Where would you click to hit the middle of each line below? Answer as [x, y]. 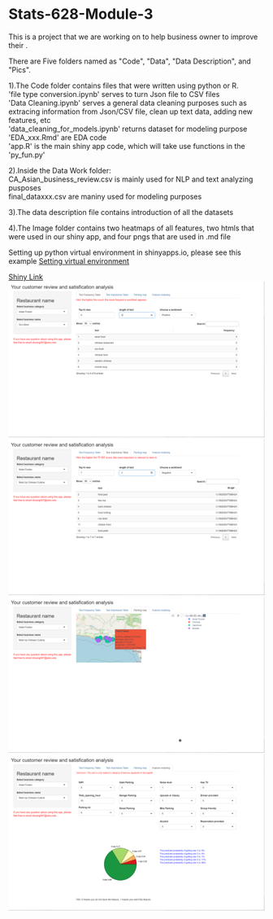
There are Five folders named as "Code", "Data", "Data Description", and [130, 61]
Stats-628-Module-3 [81, 14]
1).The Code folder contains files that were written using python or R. [123, 85]
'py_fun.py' [27, 155]
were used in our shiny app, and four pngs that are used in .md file [120, 236]
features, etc [30, 120]
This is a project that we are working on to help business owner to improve [133, 37]
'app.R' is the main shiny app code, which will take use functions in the [127, 146]
